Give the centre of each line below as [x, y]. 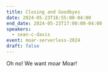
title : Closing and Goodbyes [43, 12]
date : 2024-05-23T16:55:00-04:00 [49, 18]
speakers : [19, 29]
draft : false [23, 46]
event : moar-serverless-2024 [43, 40]
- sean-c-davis [31, 35]
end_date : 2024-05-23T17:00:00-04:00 [54, 23]
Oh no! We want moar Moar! [42, 63]
